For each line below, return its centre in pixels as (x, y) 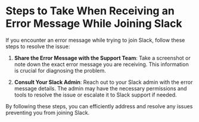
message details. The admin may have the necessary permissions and (100, 88)
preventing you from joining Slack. (48, 112)
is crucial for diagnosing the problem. (60, 70)
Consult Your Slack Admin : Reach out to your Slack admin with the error (103, 82)
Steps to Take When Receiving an (90, 11)
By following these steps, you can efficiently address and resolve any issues (99, 106)
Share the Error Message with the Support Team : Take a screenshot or (102, 58)
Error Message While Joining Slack (94, 24)
